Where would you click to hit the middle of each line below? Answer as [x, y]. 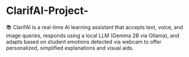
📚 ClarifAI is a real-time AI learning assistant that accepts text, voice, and [95, 27]
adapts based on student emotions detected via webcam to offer [84, 41]
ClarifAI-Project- [47, 11]
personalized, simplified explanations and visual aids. [70, 48]
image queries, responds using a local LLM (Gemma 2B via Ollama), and [93, 35]
